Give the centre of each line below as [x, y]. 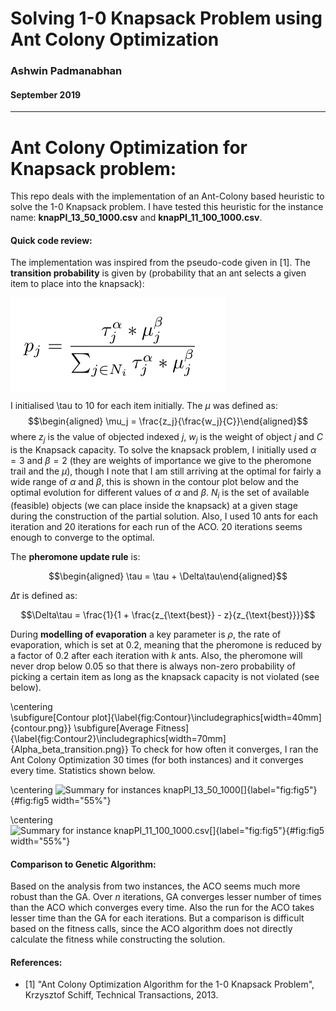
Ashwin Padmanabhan [66, 71]
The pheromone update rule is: [75, 557]
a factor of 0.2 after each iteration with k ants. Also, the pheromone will [156, 656]
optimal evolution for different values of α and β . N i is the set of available [160, 494]
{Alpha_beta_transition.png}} [70, 749]
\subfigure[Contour [50, 718]
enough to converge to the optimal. [82, 538]
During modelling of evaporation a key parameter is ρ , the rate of [146, 634]
